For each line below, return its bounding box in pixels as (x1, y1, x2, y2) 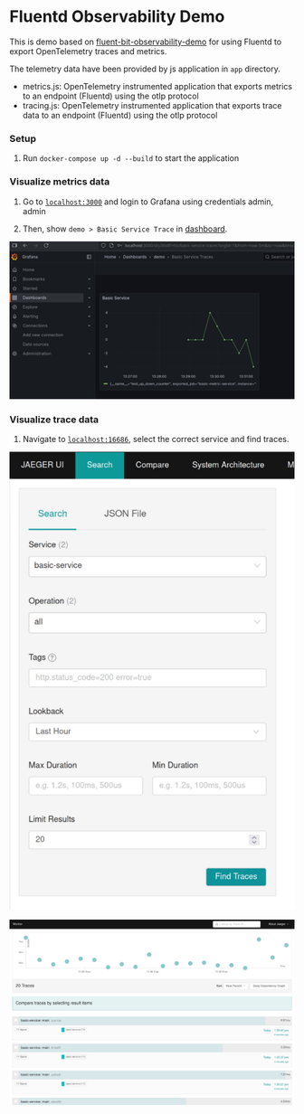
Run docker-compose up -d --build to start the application (22, 153, 240, 164)
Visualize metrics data (9, 175, 110, 188)
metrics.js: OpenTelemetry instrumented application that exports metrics (22, 80, 292, 91)
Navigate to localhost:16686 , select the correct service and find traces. (22, 434, 290, 445)
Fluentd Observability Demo (9, 6, 225, 27)
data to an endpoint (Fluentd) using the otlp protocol (22, 109, 218, 120)
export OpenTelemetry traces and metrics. (9, 45, 167, 56)
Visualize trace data (9, 413, 100, 426)
